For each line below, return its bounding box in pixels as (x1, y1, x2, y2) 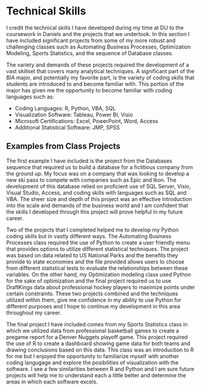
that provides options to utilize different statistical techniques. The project (6, 245, 189, 253)
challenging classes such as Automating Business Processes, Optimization (6, 43, 191, 50)
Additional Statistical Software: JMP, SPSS (14, 124, 120, 131)
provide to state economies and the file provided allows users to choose (6, 258, 185, 265)
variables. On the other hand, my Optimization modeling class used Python (6, 271, 191, 278)
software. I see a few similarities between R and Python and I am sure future (6, 365, 194, 373)
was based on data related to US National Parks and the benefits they (6, 251, 178, 259)
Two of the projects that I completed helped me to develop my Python (6, 226, 179, 233)
